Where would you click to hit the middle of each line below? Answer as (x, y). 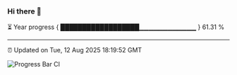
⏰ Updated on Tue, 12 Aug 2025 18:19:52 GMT (75, 50)
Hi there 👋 (25, 11)
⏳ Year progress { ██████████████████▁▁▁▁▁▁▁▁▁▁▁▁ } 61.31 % (116, 27)
